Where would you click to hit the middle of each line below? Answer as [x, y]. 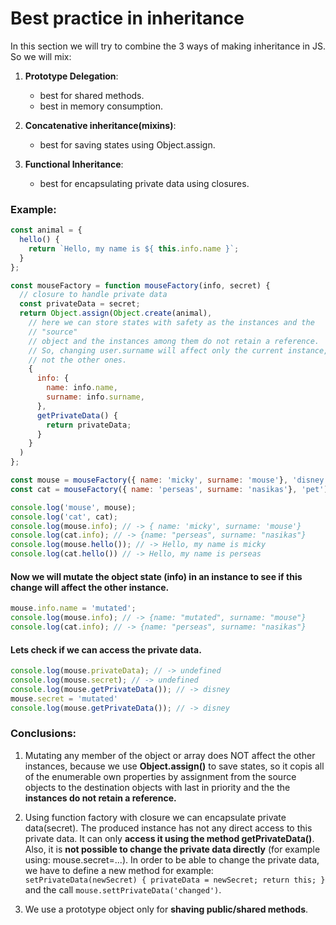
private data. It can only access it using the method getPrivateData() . [169, 838]
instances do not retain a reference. [100, 798]
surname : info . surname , [95, 397]
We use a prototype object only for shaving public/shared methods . [166, 909]
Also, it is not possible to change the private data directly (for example [172, 849]
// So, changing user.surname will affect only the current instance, [178, 350]
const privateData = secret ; [80, 304]
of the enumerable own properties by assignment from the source [160, 776]
